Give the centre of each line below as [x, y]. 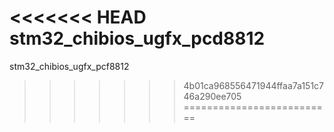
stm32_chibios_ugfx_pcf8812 [69, 66]
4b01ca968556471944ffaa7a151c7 [253, 85]
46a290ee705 [212, 96]
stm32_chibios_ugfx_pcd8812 [137, 38]
